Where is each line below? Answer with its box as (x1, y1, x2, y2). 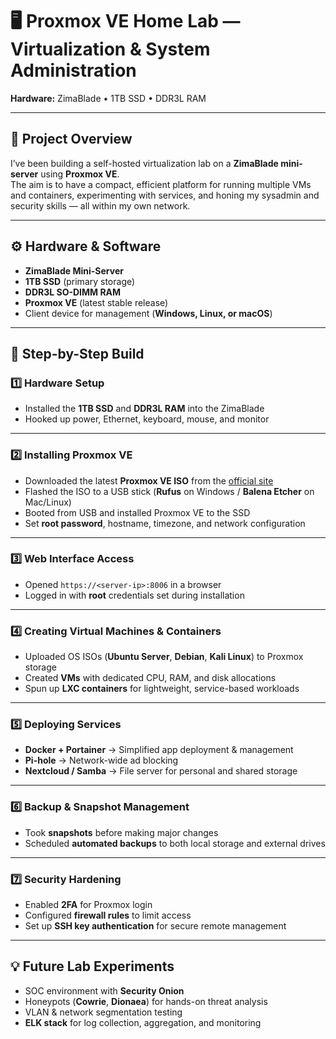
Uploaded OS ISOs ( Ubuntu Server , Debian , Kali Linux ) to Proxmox (24, 651, 304, 663)
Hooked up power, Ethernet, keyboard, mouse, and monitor (24, 413, 270, 425)
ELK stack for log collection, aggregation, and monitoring (24, 1016, 262, 1028)
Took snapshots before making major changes (24, 826, 219, 838)
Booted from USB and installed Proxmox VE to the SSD (24, 506, 251, 518)
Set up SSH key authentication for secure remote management (24, 920, 287, 932)
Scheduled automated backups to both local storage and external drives (24, 837, 326, 849)
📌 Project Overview (10, 131, 133, 148)
